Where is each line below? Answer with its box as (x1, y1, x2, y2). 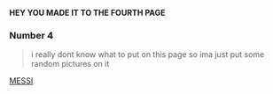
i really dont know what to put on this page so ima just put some (30, 49, 265, 60)
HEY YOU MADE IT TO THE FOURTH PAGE (9, 8, 166, 18)
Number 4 (9, 29, 54, 41)
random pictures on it (30, 59, 110, 69)
